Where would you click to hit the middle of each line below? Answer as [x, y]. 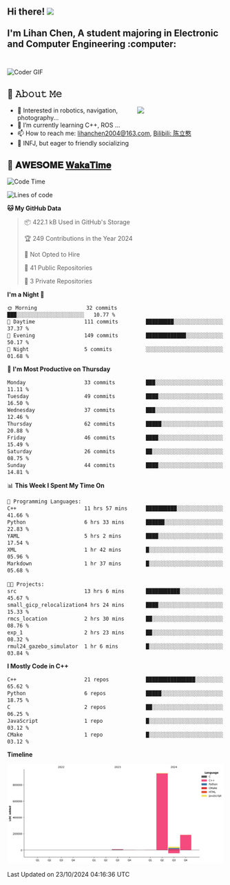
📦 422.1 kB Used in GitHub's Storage [77, 222]
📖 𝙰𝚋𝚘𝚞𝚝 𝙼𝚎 [35, 93]
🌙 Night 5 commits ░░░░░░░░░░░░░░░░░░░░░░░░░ [115, 350]
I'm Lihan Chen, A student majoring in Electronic [113, 33]
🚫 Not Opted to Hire [52, 255]
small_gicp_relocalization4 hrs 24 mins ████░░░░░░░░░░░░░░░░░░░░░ [115, 605]
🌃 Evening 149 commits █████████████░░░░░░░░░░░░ [115, 336]
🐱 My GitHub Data [34, 208]
